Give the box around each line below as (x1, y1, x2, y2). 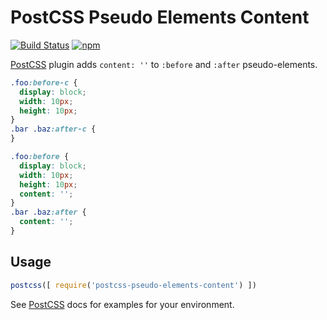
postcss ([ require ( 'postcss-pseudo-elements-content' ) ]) (10, 280, 257, 290)
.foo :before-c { (10, 77, 78, 88)
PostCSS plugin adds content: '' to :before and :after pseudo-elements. (10, 58, 318, 70)
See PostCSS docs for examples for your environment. (10, 298, 235, 310)
